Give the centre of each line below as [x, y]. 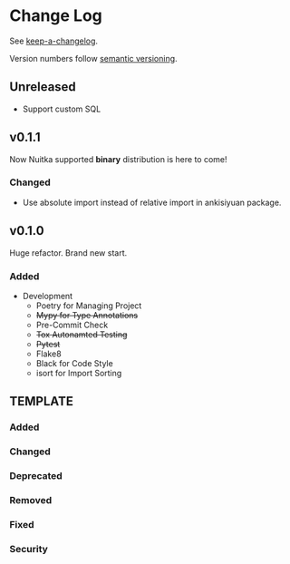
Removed [31, 501]
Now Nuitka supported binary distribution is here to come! [119, 159]
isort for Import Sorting [79, 373]
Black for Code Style [74, 363]
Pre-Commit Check [72, 325]
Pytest [48, 344]
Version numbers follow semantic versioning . [94, 58]
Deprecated [36, 476]
